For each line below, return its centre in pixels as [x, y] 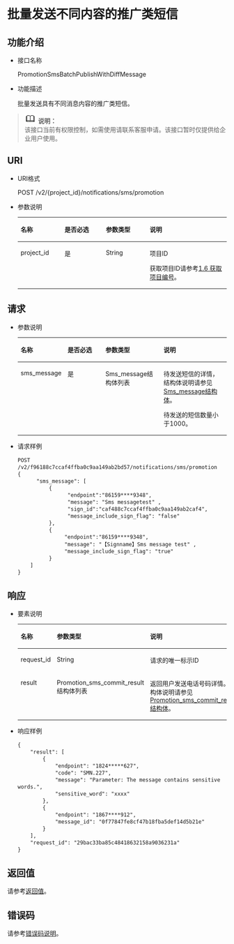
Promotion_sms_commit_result [101, 682]
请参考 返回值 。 [29, 891]
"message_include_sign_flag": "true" [119, 552]
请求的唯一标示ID [174, 660]
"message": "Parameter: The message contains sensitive [138, 780]
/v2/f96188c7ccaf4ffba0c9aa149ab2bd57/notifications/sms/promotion [117, 467]
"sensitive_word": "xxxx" [92, 794]
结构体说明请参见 [188, 382]
